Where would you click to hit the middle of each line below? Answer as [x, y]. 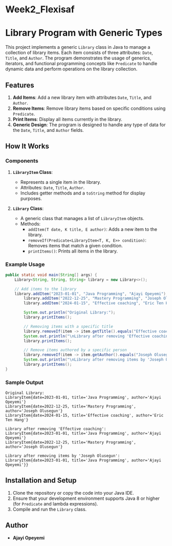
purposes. [31, 198]
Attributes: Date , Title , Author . [52, 187]
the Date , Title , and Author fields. [48, 130]
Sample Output [24, 382]
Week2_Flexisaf [40, 9]
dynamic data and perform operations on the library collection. [71, 69]
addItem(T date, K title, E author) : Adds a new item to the [93, 229]
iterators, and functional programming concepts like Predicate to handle [81, 64]
